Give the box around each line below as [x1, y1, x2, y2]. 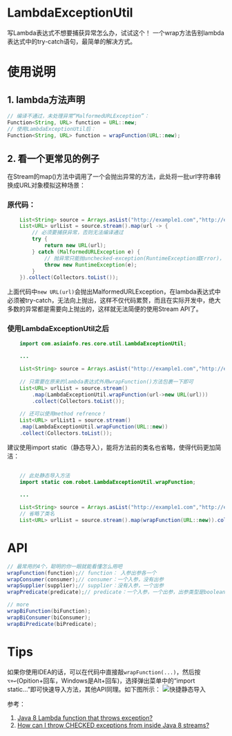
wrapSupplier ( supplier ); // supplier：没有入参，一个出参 [7, 582, 164, 589]
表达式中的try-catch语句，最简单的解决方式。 [7, 37, 137, 46]
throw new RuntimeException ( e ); [43, 261, 137, 268]
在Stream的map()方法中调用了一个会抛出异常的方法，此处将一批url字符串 [7, 172, 215, 181]
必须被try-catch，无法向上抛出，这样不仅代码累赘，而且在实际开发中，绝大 [7, 296, 221, 305]
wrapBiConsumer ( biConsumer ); [7, 614, 91, 621]
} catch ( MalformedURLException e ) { [32, 248, 140, 255]
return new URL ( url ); [43, 242, 107, 249]
